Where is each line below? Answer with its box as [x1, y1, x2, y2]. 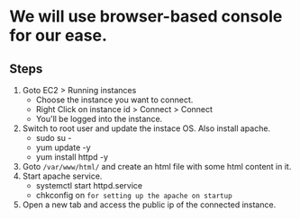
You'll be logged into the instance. [35, 114, 163, 124]
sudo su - [35, 133, 72, 143]
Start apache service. [22, 171, 103, 181]
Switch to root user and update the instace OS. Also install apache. [22, 123, 271, 134]
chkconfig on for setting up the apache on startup [35, 190, 232, 200]
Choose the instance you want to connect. [35, 94, 194, 105]
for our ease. [9, 25, 108, 46]
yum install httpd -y [35, 152, 109, 162]
